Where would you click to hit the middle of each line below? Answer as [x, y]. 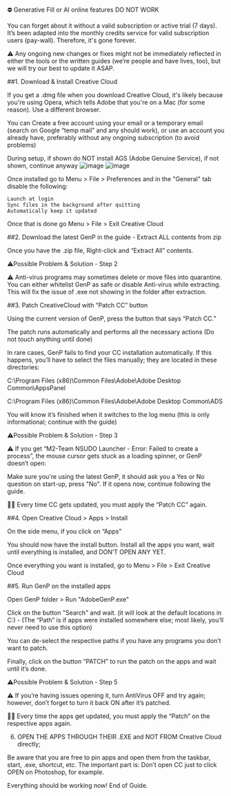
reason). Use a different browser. [54, 110]
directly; [29, 744]
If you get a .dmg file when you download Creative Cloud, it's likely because [115, 95]
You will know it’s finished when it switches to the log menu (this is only [109, 415]
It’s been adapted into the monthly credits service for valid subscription [108, 33]
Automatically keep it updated [52, 211]
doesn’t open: [27, 463]
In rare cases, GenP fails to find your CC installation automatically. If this [110, 353]
